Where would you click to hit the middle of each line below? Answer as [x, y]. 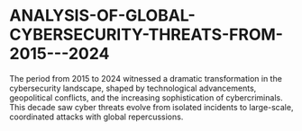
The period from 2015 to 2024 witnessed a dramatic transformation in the [146, 78]
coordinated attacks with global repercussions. [96, 117]
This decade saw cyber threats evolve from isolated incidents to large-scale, [151, 107]
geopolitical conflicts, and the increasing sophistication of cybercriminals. [146, 97]
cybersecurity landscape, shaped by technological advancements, [133, 88]
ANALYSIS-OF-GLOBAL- [102, 16]
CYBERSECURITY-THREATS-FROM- [146, 35]
